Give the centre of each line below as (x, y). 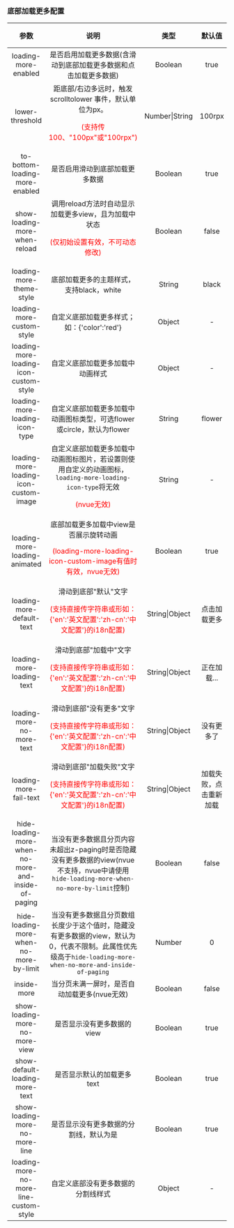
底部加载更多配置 (36, 10)
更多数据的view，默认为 (96, 936)
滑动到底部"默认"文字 (93, 592)
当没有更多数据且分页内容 (93, 840)
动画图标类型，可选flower (93, 419)
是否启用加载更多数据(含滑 (93, 55)
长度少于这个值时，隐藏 (89, 925)
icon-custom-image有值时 (93, 561)
